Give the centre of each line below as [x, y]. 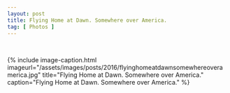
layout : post [26, 14]
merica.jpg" [24, 75]
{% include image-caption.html [52, 60]
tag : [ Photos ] [31, 27]
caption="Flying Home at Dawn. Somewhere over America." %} [99, 83]
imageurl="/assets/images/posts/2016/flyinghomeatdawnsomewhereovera [115, 68]
